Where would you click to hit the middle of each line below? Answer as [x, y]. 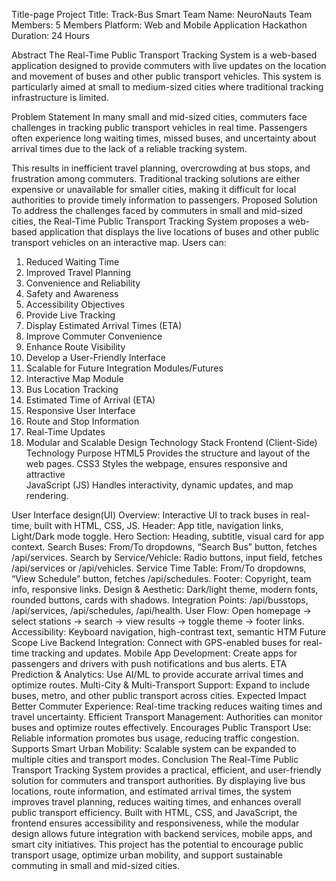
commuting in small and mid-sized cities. [96, 865]
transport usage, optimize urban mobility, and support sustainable [147, 855]
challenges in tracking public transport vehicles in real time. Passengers [159, 127]
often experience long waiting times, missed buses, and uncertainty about [164, 138]
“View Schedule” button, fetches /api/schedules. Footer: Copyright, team [161, 578]
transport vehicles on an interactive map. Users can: [119, 242]
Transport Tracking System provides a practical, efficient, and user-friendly [166, 770]
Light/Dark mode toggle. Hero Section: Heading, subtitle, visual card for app [168, 536]
